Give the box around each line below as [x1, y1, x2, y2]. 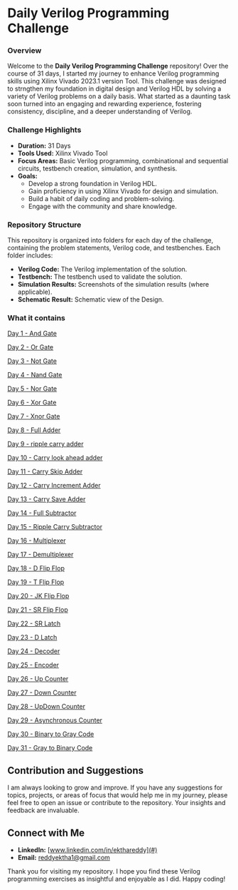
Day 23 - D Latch [7, 633, 58, 642]
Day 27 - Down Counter [7, 688, 77, 697]
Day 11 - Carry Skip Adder [7, 467, 83, 476]
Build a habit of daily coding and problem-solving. [28, 194, 175, 203]
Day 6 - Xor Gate [7, 398, 57, 407]
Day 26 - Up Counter [7, 675, 69, 683]
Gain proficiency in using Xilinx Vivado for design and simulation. [28, 187, 219, 195]
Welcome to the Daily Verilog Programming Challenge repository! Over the [7, 62, 229, 71]
